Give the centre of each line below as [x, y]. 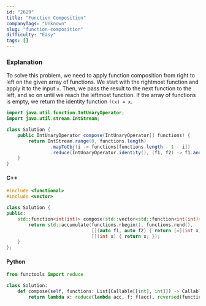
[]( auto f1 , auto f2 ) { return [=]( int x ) [146, 230]
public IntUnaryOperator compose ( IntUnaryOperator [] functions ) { [104, 135]
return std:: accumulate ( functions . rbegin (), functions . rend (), [111, 225]
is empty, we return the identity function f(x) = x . [70, 101]
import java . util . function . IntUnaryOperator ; [65, 113]
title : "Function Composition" [46, 18]
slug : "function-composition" [45, 29]
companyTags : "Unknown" [37, 23]
